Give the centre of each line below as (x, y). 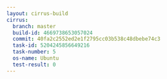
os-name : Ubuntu (36, 58)
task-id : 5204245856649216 (51, 45)
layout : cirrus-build (37, 13)
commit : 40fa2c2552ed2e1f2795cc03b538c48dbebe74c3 (87, 39)
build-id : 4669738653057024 (53, 33)
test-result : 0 (34, 65)
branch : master (34, 26)
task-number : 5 (34, 52)
